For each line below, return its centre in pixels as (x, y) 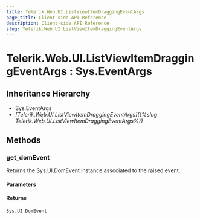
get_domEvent (28, 157)
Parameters (21, 184)
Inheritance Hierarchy (48, 93)
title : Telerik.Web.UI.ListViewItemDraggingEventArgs (76, 12)
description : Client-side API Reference (58, 23)
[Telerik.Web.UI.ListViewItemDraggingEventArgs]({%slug (86, 115)
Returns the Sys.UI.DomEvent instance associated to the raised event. (93, 170)
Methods (24, 140)
